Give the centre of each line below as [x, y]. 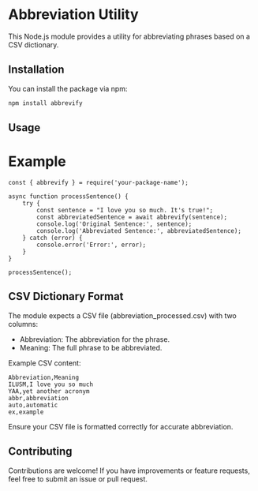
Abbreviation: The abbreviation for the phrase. [95, 339]
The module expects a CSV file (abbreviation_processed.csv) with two [122, 315]
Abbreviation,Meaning [44, 377]
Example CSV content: [45, 363]
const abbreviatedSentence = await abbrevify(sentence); [132, 217]
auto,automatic [33, 405]
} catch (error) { [52, 238]
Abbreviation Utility [74, 15]
